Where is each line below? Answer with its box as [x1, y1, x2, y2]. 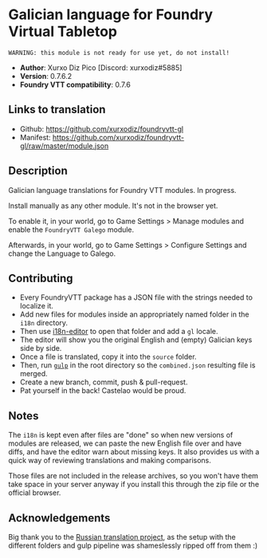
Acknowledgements [8, 511, 111, 525]
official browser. [8, 488, 61, 497]
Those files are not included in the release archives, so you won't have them [8, 471, 259, 481]
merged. [19, 369, 48, 379]
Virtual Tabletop [8, 22, 118, 41]
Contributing [8, 271, 73, 285]
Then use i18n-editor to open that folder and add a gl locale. [19, 327, 218, 336]
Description [8, 164, 68, 178]
